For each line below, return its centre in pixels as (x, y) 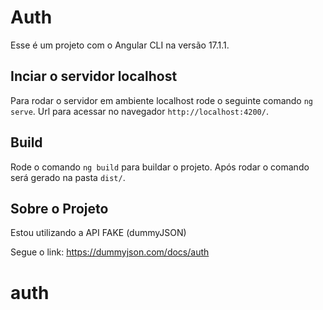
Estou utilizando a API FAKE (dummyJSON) (98, 233)
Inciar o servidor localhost (94, 76)
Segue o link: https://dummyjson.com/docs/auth (110, 252)
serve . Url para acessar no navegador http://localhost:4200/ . (139, 111)
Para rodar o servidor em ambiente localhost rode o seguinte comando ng (162, 100)
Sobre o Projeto (59, 208)
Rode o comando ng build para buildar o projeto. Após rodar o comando (160, 167)
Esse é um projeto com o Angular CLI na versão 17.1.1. (120, 45)
